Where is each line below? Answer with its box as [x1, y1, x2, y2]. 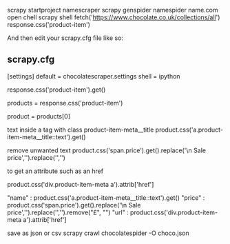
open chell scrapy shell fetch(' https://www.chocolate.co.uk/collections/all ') [7, 13, 220, 21]
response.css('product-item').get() [7, 85, 106, 94]
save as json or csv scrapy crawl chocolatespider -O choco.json [7, 229, 189, 237]
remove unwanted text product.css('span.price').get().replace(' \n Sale [7, 146, 207, 154]
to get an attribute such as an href [7, 167, 104, 175]
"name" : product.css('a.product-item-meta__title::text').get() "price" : [7, 193, 205, 202]
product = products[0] [7, 112, 71, 120]
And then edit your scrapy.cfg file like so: [7, 34, 124, 42]
